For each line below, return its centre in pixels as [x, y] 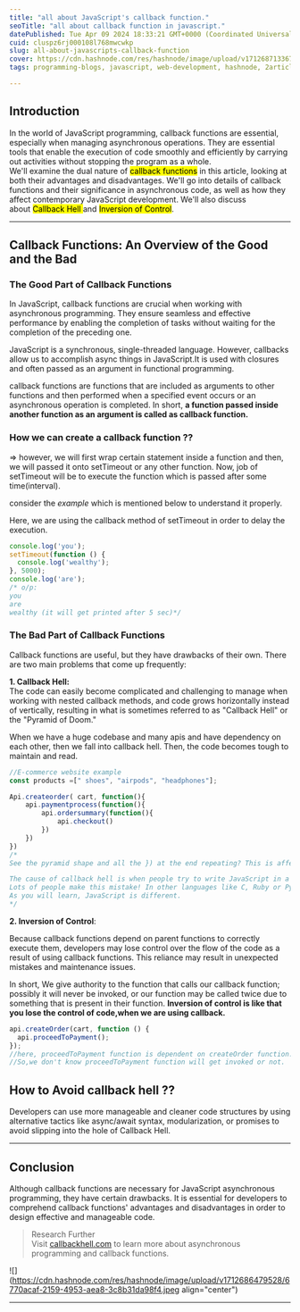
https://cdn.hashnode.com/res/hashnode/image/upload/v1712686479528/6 [151, 1280]
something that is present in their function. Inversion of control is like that [146, 1003]
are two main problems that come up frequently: [98, 664]
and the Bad [43, 259]
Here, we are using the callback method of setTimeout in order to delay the [147, 520]
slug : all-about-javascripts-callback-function [100, 51]
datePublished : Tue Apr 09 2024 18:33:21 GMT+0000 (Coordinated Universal [151, 34]
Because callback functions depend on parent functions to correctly [135, 938]
